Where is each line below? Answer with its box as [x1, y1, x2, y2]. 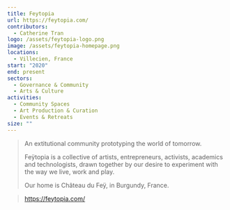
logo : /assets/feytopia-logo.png [7, 36, 105, 43]
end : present [7, 68, 45, 75]
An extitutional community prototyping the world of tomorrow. [24, 139, 202, 147]
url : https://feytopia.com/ [7, 17, 89, 24]
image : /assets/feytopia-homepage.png [7, 42, 120, 49]
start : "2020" [7, 62, 49, 69]
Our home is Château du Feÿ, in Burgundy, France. [24, 181, 169, 189]
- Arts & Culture [13, 88, 64, 95]
